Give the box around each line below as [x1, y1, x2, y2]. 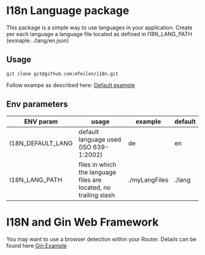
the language [78, 168, 117, 176]
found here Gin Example [6, 242, 67, 249]
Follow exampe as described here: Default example [6, 81, 135, 88]
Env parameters [6, 99, 68, 110]
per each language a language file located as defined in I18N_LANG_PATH [6, 30, 192, 37]
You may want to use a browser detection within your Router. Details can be [6, 235, 197, 243]
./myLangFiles [128, 175, 169, 184]
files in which [78, 160, 117, 168]
